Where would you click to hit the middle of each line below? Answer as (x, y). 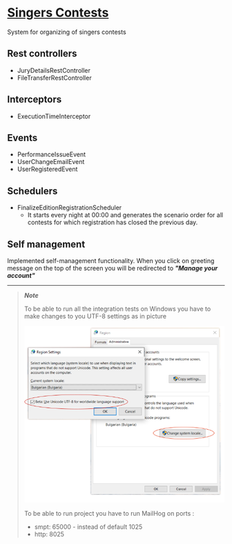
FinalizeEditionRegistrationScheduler (69, 208)
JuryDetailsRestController (54, 70)
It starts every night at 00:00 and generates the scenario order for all (125, 215)
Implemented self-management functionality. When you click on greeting (111, 261)
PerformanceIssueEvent (51, 154)
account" (21, 275)
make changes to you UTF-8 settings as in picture (95, 316)
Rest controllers (42, 54)
